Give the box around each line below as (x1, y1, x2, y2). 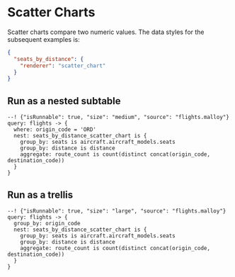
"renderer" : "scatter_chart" (20, 62, 106, 69)
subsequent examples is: (7, 35, 80, 43)
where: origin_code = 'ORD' (13, 126, 97, 133)
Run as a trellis (7, 188, 74, 200)
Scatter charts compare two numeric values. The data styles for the (7, 28, 205, 36)
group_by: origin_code (13, 220, 81, 227)
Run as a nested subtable (7, 95, 122, 107)
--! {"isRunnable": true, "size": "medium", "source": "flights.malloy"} (7, 114, 230, 121)
